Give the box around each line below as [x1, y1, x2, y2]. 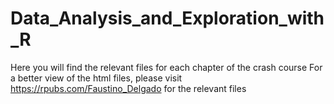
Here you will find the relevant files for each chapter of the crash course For [10, 61, 323, 73]
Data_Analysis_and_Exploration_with [10, 7, 325, 30]
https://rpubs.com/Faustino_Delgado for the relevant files [10, 82, 247, 94]
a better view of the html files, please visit [10, 72, 183, 84]
